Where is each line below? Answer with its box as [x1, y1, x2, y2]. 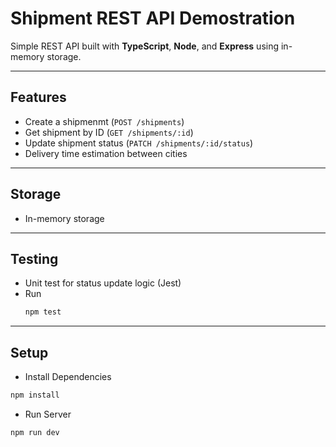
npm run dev [10, 427, 60, 437]
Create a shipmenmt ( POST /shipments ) [24, 115, 185, 127]
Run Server [24, 408, 72, 420]
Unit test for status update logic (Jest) [24, 277, 182, 289]
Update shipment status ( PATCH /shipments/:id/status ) [24, 137, 254, 149]
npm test [24, 307, 62, 317]
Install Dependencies [24, 371, 112, 383]
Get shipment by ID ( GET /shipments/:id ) [24, 126, 194, 138]
